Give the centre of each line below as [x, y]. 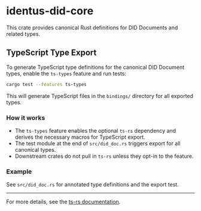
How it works [26, 118]
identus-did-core [50, 11]
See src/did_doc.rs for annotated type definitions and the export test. [93, 185]
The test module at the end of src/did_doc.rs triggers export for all [98, 143]
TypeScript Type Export [51, 53]
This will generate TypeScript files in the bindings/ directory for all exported [100, 96]
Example [19, 172]
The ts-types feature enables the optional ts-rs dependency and [95, 130]
